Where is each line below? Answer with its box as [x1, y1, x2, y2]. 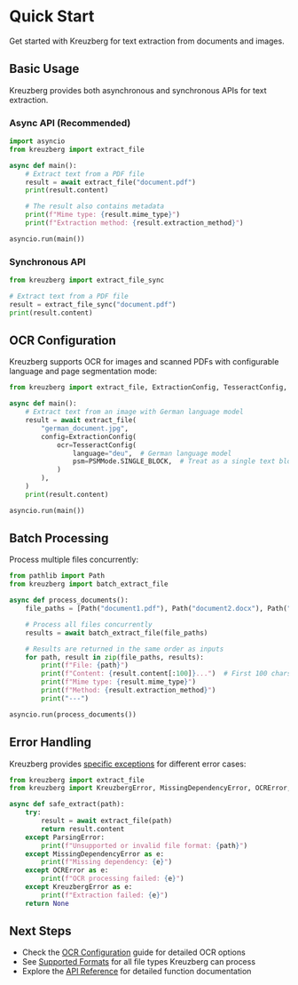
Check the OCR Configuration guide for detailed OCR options [21, 947, 246, 957]
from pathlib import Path [9, 572, 105, 581]
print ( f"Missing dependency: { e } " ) [41, 858, 173, 867]
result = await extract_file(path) [41, 816, 173, 826]
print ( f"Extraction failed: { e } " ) [41, 891, 169, 900]
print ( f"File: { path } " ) [41, 661, 129, 670]
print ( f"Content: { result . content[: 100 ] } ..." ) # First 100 [41, 669, 268, 678]
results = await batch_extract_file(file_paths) [25, 629, 208, 637]
